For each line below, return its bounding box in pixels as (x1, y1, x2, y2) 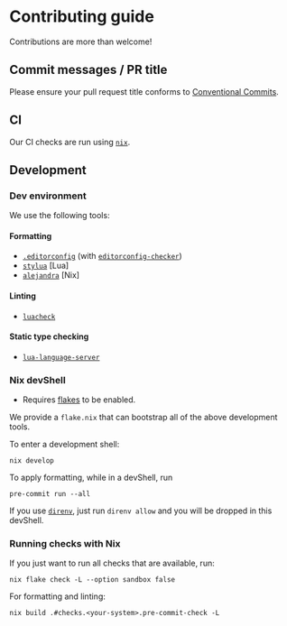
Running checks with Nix (9, 538, 121, 550)
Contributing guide (9, 6, 155, 27)
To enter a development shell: (9, 439, 120, 450)
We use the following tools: (9, 210, 110, 221)
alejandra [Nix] (22, 270, 79, 281)
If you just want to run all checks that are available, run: (9, 557, 215, 569)
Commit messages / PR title (9, 62, 168, 78)
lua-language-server (22, 353, 100, 362)
